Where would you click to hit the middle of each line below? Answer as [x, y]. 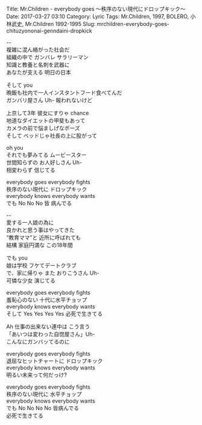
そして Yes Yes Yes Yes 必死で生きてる [55, 314]
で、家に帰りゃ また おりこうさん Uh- [53, 273]
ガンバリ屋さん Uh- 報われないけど [49, 100]
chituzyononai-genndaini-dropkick [49, 31]
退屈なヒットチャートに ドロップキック [55, 361]
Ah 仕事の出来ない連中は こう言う [48, 327]
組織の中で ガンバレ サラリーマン [47, 57]
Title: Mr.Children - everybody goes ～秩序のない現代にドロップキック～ [96, 9]
